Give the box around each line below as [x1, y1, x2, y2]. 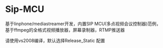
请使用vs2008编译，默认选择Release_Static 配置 [5, 37, 105, 43]
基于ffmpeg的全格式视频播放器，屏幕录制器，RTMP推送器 [5, 26, 125, 33]
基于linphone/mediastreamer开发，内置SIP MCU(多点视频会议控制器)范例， [5, 20, 161, 26]
